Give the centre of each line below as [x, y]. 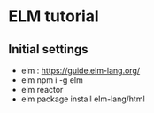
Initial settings [49, 49]
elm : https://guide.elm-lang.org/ [81, 70]
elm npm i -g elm [52, 80]
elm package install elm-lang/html [83, 99]
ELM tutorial [54, 16]
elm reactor [42, 89]
